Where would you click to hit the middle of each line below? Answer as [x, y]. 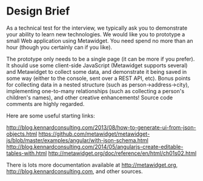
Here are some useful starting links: [51, 116]
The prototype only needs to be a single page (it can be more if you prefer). [101, 59]
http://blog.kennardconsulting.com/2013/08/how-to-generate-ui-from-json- [101, 127]
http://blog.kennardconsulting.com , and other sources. [75, 171]
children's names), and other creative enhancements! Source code [90, 97]
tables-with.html [27, 153]
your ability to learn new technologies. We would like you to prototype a [96, 34]
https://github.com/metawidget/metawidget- [94, 134]
